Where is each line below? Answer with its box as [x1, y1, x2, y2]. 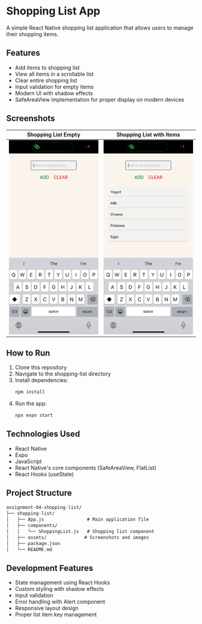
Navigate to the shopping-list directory [14, 370, 111, 377]
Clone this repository [14, 363, 67, 371]
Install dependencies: [14, 376, 69, 383]
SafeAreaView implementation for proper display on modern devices [14, 96, 185, 103]
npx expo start [14, 412, 54, 418]
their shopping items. [6, 30, 59, 37]
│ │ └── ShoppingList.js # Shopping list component [6, 528, 155, 535]
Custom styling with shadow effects [14, 585, 104, 593]
